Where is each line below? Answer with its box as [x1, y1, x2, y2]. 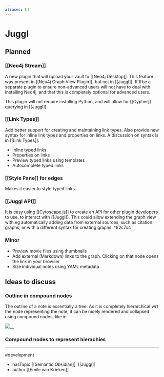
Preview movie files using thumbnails [12, 248, 87, 254]
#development [5, 352, 34, 357]
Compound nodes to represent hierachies [5, 336, 106, 343]
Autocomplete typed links [12, 162, 64, 168]
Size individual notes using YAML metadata [12, 264, 99, 269]
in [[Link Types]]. [5, 137, 40, 143]
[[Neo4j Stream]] [5, 62, 46, 69]
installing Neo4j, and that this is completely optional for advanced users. [5, 89, 150, 95]
